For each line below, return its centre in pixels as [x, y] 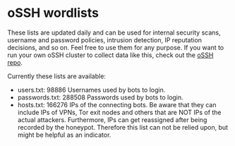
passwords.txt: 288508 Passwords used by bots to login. [100, 97]
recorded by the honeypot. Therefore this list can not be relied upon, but [122, 127]
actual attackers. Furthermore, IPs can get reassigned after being [112, 120]
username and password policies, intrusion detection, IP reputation [105, 39]
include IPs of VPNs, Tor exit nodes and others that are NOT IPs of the [119, 112]
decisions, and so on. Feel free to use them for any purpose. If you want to [116, 47]
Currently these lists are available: [56, 76]
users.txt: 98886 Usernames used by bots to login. [91, 90]
